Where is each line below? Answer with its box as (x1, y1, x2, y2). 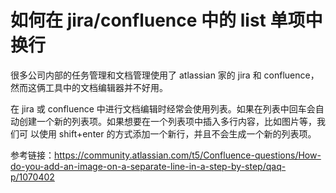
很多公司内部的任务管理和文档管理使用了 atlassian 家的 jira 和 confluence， (10, 69, 320, 81)
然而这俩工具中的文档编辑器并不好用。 (10, 81, 168, 93)
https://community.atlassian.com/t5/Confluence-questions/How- (54, 149, 322, 161)
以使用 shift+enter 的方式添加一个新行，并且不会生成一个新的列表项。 (29, 127, 317, 140)
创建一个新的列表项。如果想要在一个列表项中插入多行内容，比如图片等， (18, 115, 317, 127)
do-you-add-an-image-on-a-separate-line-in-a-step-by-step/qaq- (10, 160, 287, 172)
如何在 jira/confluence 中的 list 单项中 (10, 9, 323, 32)
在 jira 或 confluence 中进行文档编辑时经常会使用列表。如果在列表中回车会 (10, 102, 316, 115)
